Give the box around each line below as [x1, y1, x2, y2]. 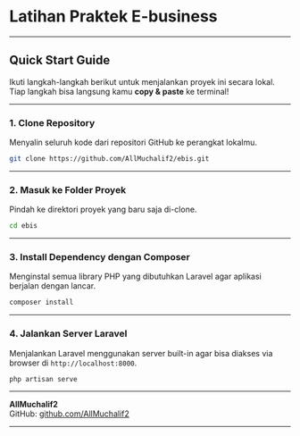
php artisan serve [9, 374, 78, 383]
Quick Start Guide [9, 53, 111, 68]
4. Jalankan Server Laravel [9, 328, 128, 340]
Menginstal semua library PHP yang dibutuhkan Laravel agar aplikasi [9, 271, 262, 282]
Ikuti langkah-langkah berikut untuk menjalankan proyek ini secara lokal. [9, 76, 275, 87]
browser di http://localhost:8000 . [9, 357, 137, 368]
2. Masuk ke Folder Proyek [9, 183, 127, 196]
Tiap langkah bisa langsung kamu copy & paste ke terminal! [9, 86, 229, 96]
